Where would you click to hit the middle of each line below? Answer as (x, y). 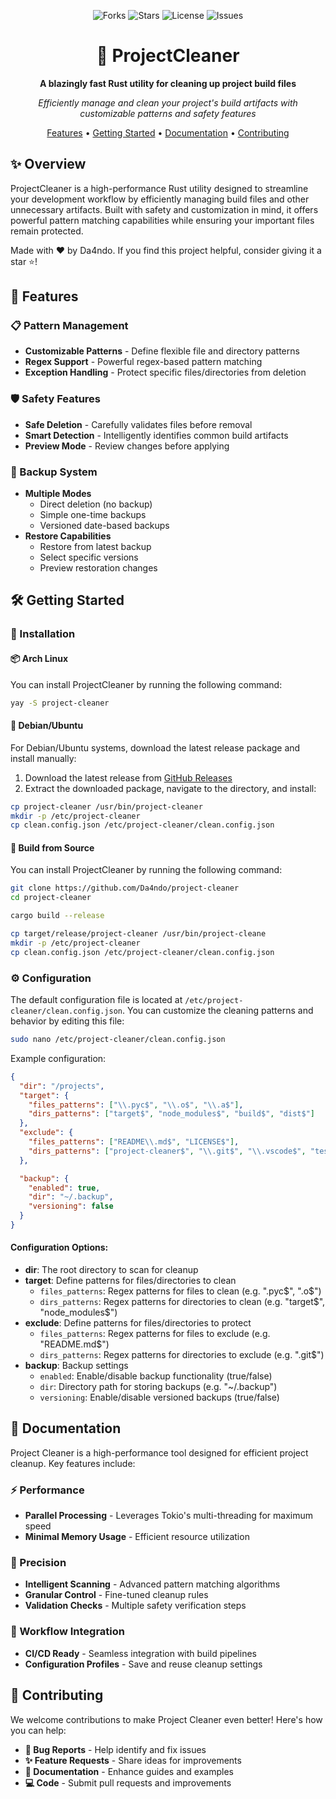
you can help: (38, 1730)
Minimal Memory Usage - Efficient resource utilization (137, 1537)
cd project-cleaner (51, 898)
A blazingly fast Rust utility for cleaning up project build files (168, 83)
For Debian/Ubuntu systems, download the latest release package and (155, 747)
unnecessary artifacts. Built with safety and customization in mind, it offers (164, 209)
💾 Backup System (54, 472)
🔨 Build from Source (52, 847)
